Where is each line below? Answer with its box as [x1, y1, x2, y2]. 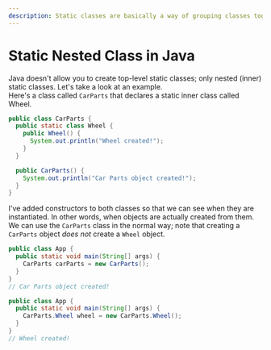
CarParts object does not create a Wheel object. [8, 229, 165, 239]
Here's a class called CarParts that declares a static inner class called [8, 90, 240, 100]
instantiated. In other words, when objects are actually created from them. [8, 212, 255, 222]
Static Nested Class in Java [8, 46, 195, 65]
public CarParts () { [15, 166, 85, 174]
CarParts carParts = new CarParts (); [23, 260, 150, 269]
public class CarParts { [8, 115, 92, 123]
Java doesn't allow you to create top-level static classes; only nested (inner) [8, 73, 262, 83]
